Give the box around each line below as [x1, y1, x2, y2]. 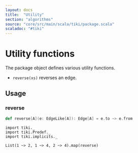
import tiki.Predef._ [5, 130, 51, 135]
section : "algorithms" [5, 17, 53, 22]
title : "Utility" [5, 12, 44, 17]
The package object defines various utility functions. [5, 65, 116, 71]
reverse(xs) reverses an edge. [12, 74, 77, 81]
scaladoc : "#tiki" [5, 26, 44, 31]
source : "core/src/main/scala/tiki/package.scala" [5, 21, 115, 27]
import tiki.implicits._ [5, 134, 58, 139]
